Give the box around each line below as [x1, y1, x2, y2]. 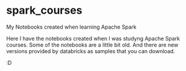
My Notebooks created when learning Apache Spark [6, 23, 137, 30]
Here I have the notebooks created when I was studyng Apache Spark [6, 35, 181, 42]
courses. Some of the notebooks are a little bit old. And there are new [6, 41, 179, 48]
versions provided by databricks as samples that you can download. [6, 47, 176, 54]
